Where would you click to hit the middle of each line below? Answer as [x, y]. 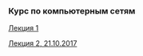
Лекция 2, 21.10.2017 [43, 43]
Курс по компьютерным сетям [72, 11]
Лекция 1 [24, 28]
